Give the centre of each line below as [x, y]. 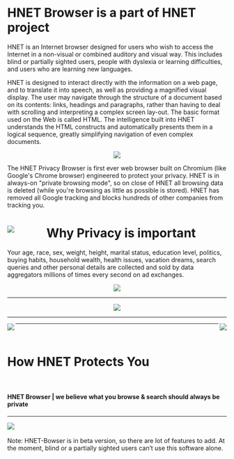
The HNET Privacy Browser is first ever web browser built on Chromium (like [117, 168]
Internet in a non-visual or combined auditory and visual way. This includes [115, 54]
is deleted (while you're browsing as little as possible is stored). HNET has [113, 190]
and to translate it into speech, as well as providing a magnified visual [107, 90]
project [29, 27]
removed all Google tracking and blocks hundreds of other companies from [115, 198]
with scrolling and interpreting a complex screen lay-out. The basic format [114, 112]
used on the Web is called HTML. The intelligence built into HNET [101, 119]
